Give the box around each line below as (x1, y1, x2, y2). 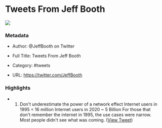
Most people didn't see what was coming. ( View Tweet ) (19, 117, 133, 123)
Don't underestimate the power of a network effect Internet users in (19, 101, 158, 107)
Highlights (5, 84, 31, 91)
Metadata (5, 32, 29, 39)
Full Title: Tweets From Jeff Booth (12, 53, 81, 59)
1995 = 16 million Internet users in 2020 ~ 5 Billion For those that (19, 106, 151, 112)
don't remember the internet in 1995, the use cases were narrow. (19, 112, 152, 118)
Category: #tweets (12, 63, 50, 68)
